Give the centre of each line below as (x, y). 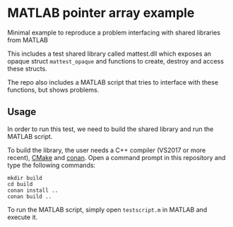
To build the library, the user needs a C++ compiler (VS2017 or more (107, 150)
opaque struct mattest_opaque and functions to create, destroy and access (116, 61)
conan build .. (30, 196)
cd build (20, 184)
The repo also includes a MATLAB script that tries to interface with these (113, 82)
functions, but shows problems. (53, 90)
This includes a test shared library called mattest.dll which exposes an (109, 54)
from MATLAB (28, 39)
